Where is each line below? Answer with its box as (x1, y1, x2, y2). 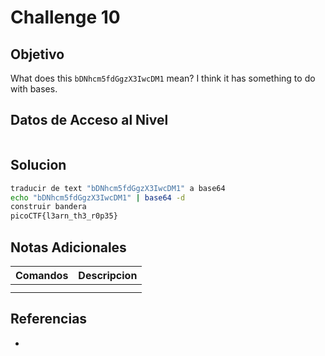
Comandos (15, 268, 69, 282)
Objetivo (10, 46, 65, 63)
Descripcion (78, 268, 138, 282)
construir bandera (10, 202, 87, 212)
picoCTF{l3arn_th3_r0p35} (10, 211, 118, 221)
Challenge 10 (10, 6, 121, 29)
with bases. (10, 83, 58, 95)
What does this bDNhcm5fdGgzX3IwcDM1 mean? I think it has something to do (10, 72, 316, 84)
